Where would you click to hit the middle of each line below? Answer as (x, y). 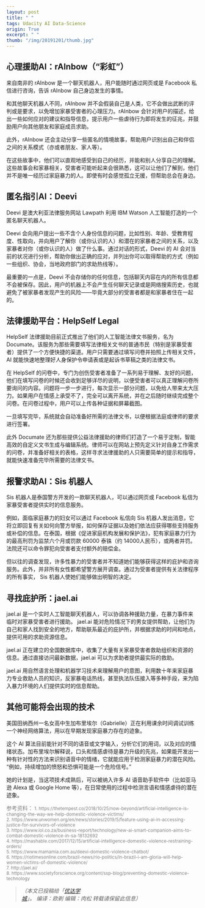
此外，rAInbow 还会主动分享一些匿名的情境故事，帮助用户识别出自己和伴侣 (100, 139)
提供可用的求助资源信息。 (38, 637)
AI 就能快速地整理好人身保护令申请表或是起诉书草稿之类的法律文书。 (92, 360)
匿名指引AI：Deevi (42, 197)
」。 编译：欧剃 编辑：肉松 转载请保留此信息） (84, 898)
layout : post (23, 12)
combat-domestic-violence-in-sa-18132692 (52, 836)
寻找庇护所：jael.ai (42, 598)
